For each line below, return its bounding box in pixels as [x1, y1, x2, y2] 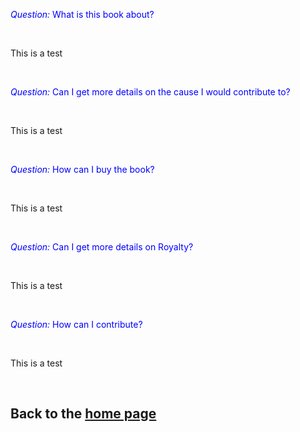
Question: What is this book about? [10, 9, 155, 20]
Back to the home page [10, 405, 157, 423]
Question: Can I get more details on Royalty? [10, 241, 194, 253]
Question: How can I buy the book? [10, 164, 155, 175]
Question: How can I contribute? [10, 319, 143, 330]
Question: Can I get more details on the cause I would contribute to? [10, 86, 291, 98]
